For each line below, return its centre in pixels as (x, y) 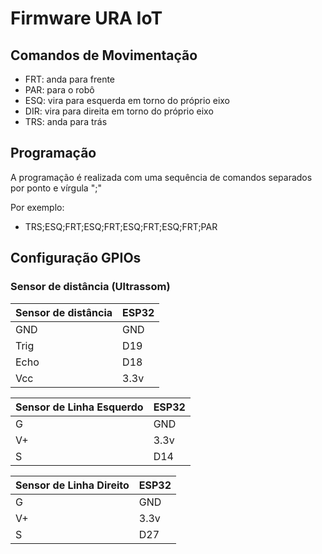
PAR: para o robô (59, 90)
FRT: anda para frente (70, 79)
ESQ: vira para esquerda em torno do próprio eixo (127, 100)
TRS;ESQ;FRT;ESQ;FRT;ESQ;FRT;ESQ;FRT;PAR (121, 226)
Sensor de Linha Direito (72, 485)
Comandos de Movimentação (104, 55)
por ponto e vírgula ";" (56, 188)
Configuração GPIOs (76, 258)
